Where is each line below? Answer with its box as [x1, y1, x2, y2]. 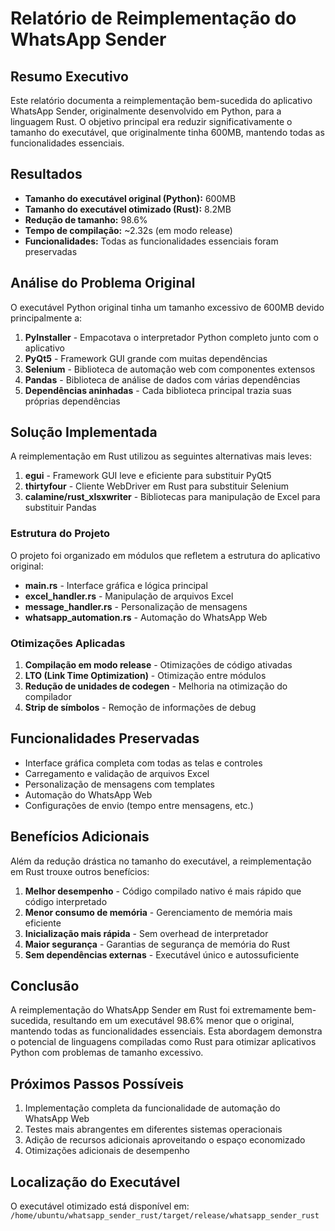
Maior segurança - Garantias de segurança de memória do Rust [24, 938, 291, 950]
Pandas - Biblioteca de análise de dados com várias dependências [24, 373, 301, 386]
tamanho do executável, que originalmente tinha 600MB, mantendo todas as [10, 127, 325, 138]
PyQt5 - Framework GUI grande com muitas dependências [24, 352, 268, 364]
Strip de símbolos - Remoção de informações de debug [24, 702, 257, 714]
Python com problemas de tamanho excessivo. [10, 1047, 204, 1059]
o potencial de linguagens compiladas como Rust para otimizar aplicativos [10, 1036, 317, 1048]
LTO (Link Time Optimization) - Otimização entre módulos [24, 670, 267, 682]
